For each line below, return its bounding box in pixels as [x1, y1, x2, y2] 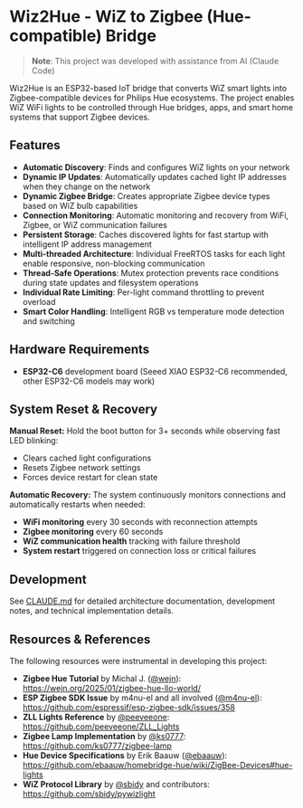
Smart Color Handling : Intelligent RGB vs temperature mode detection [22, 306, 285, 317]
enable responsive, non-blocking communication [22, 258, 205, 269]
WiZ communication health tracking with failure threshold [22, 536, 241, 547]
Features [9, 138, 61, 153]
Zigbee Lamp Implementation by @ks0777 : [22, 731, 186, 741]
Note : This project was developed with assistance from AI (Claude [31, 55, 279, 66]
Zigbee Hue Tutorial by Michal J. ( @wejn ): [22, 673, 182, 684]
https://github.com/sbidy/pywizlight [22, 789, 156, 799]
